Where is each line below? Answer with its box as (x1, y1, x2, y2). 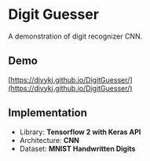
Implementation (8, 106, 88, 119)
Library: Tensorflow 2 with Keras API (19, 127, 141, 137)
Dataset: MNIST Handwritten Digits (19, 144, 136, 153)
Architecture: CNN (19, 135, 80, 145)
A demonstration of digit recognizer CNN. (8, 31, 143, 41)
